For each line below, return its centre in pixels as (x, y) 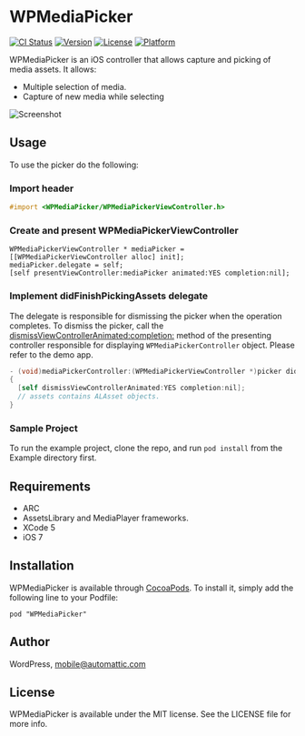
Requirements (50, 486)
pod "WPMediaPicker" (49, 614)
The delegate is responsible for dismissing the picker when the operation (146, 316)
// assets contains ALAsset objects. (89, 397)
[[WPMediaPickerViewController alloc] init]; (97, 257)
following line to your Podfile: (64, 597)
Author (30, 642)
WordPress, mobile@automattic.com (78, 664)
